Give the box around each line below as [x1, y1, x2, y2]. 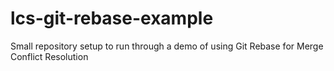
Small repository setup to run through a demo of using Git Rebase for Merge [10, 40, 324, 52]
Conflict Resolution [10, 50, 89, 62]
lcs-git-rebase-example [10, 7, 214, 30]
